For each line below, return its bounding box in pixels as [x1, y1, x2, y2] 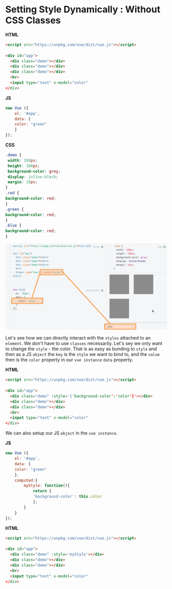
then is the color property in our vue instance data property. [5, 356, 133, 363]
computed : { [14, 477, 38, 483]
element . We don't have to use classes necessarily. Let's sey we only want [5, 341, 163, 347]
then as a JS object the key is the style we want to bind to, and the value [5, 351, 160, 358]
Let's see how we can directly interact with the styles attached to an [5, 335, 151, 341]
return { [32, 489, 52, 494]
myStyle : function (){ [24, 483, 70, 488]
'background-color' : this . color [32, 494, 102, 499]
